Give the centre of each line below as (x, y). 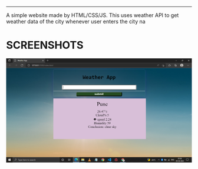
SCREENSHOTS (45, 45)
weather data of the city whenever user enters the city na (76, 21)
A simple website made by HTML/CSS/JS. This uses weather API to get (93, 15)
